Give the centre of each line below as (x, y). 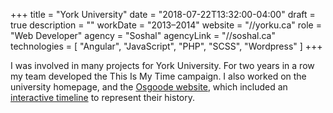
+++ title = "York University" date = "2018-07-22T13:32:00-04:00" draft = (163, 14)
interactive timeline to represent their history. (103, 97)
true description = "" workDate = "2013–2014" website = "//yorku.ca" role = (166, 25)
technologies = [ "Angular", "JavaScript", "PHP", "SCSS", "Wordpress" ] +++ (166, 46)
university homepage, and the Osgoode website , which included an (149, 87)
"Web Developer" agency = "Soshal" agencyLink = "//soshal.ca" (143, 35)
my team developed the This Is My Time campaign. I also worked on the (158, 76)
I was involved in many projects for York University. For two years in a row (162, 65)
